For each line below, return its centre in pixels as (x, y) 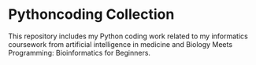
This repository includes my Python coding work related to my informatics (128, 36)
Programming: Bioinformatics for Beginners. (80, 52)
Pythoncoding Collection (91, 14)
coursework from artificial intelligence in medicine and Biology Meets (121, 44)
